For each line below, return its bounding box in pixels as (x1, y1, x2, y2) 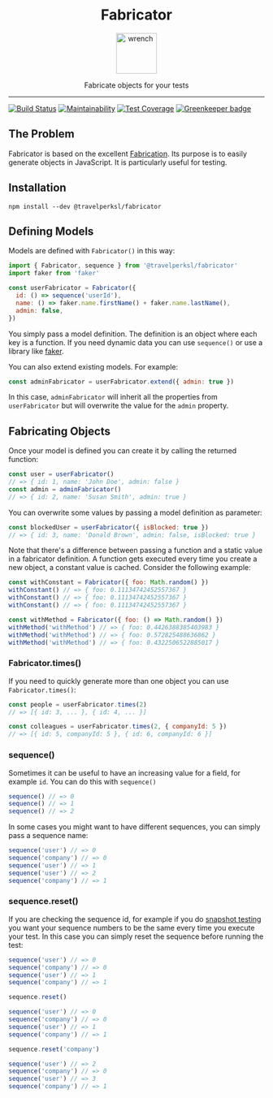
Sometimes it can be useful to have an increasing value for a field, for (8, 767, 241, 777)
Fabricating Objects (8, 424, 111, 438)
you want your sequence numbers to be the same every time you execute (8, 923, 255, 932)
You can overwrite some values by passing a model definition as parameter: (8, 508, 262, 517)
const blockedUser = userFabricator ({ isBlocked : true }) (8, 523, 209, 531)
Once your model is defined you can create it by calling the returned (8, 446, 237, 456)
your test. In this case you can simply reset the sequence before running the (8, 932, 264, 941)
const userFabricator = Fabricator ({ (8, 284, 136, 292)
